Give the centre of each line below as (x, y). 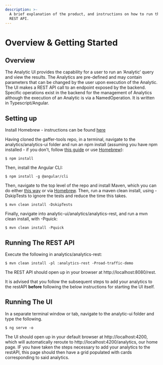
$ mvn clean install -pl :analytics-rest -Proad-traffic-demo (69, 263)
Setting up (21, 118)
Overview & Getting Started (61, 42)
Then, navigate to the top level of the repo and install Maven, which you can (81, 185)
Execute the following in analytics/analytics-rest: (54, 254)
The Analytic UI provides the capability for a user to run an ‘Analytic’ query (79, 72)
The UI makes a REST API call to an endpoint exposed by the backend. (76, 87)
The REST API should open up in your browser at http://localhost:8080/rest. (81, 272)
